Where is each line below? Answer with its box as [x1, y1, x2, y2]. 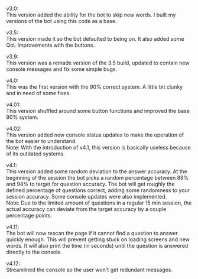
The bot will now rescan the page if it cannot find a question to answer [6, 230, 178, 236]
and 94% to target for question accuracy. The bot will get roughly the [6, 180, 175, 187]
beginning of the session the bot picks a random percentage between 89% [6, 174, 189, 181]
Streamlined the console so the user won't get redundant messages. [6, 266, 173, 273]
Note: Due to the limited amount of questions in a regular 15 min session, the [6, 199, 192, 206]
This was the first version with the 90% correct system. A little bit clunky [6, 83, 183, 90]
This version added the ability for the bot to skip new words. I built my [6, 11, 176, 18]
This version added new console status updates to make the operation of [6, 131, 184, 138]
